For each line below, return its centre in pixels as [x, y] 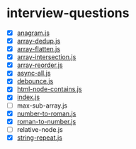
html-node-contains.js [49, 89]
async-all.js [34, 73]
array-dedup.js [39, 41]
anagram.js [33, 33]
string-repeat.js [40, 138]
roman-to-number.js [46, 121]
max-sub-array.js [42, 106]
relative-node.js [40, 129]
